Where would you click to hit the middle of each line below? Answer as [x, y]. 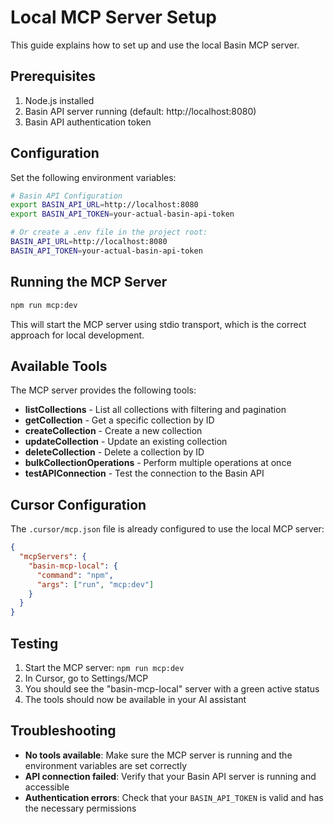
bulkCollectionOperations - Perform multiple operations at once [158, 463]
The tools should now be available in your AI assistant [135, 699]
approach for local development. [77, 335]
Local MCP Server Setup [113, 17]
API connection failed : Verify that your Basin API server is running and [170, 776]
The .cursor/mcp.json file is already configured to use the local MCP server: [167, 529]
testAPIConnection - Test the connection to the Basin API [144, 473]
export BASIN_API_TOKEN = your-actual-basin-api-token [122, 214]
